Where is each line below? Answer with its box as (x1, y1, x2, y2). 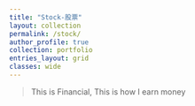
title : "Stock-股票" (9, 12, 82, 22)
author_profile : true (9, 37, 90, 47)
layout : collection (9, 21, 82, 30)
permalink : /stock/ (9, 29, 82, 38)
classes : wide (9, 63, 62, 72)
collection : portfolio (9, 46, 93, 55)
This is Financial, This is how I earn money (30, 86, 186, 97)
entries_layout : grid (9, 54, 90, 63)
